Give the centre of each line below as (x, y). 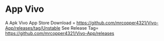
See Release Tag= (80, 28)
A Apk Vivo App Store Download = (40, 23)
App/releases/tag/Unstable (33, 28)
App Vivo (25, 9)
